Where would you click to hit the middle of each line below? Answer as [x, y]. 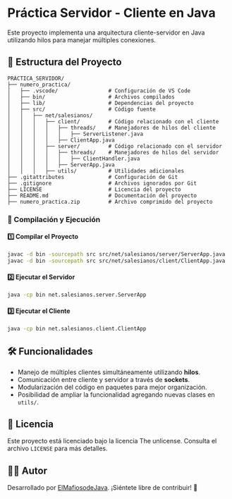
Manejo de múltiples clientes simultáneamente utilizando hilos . [109, 372]
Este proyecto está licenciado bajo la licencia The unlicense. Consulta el [112, 441]
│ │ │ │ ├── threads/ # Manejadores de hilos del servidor [113, 152]
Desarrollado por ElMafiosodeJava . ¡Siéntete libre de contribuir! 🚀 [103, 488]
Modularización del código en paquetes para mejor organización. [112, 387]
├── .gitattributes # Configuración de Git [93, 177]
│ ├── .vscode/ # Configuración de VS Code [99, 91]
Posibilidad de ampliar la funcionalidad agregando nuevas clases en [116, 394]
